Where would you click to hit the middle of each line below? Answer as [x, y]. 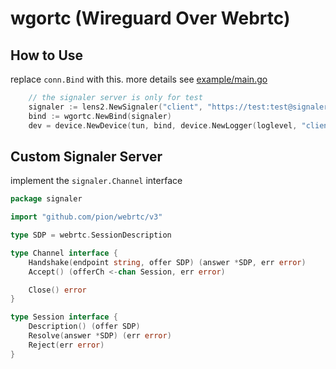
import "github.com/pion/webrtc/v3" [86, 217]
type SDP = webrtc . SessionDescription [91, 235]
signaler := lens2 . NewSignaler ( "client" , [115, 107]
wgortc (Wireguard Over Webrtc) [150, 18]
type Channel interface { [64, 253]
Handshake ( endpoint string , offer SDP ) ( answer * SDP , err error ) [167, 262]
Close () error [57, 290]
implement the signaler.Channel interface [96, 181]
